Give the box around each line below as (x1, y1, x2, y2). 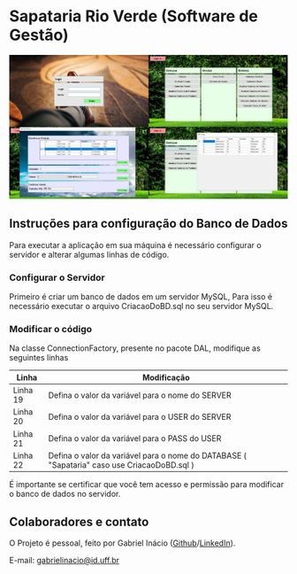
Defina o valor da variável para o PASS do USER (48, 433, 222, 444)
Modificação (142, 372, 190, 383)
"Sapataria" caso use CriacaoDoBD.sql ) (48, 459, 194, 470)
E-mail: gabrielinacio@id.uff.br (9, 555, 120, 566)
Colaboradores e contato (9, 514, 149, 529)
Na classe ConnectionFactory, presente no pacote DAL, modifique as (9, 343, 261, 353)
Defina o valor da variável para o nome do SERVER (48, 390, 232, 400)
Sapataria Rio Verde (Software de (9, 6, 259, 27)
